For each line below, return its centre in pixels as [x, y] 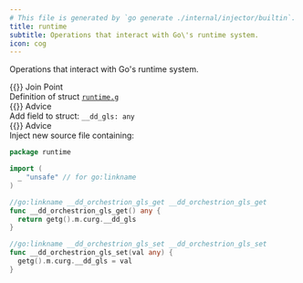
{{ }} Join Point [37, 87]
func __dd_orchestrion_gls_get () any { [85, 211]
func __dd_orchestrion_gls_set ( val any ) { [91, 253]
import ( [26, 169]
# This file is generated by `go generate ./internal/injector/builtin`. [153, 18]
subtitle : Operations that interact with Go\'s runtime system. [134, 35]
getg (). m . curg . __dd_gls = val [75, 261]
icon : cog [28, 43]
